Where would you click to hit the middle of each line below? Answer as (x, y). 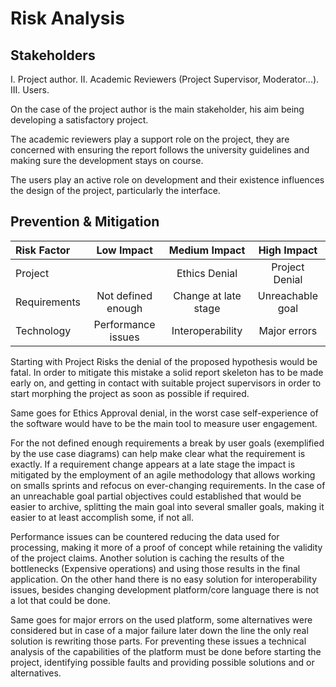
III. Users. (30, 90)
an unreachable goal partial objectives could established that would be (156, 496)
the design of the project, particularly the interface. (115, 190)
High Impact (288, 250)
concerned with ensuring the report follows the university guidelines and (160, 150)
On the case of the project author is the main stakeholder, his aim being (157, 109)
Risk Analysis (67, 18)
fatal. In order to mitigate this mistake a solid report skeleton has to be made (167, 372)
